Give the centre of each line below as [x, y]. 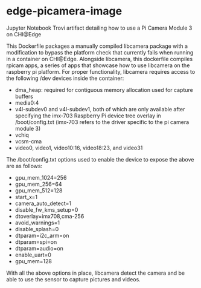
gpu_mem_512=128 [39, 190]
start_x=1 [26, 197]
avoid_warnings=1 [37, 223]
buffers [24, 96]
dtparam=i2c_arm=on [42, 235]
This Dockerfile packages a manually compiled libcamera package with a [97, 46]
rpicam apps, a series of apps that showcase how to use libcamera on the [98, 65]
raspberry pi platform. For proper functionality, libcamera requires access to [101, 71]
